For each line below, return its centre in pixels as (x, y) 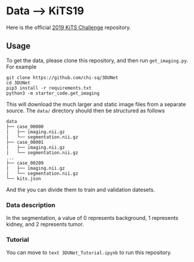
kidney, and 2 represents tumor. (45, 225)
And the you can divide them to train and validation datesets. (81, 190)
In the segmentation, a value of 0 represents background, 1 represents (92, 218)
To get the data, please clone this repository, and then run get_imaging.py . (97, 60)
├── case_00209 (25, 163)
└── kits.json (24, 179)
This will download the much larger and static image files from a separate (96, 104)
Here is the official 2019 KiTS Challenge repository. (69, 27)
